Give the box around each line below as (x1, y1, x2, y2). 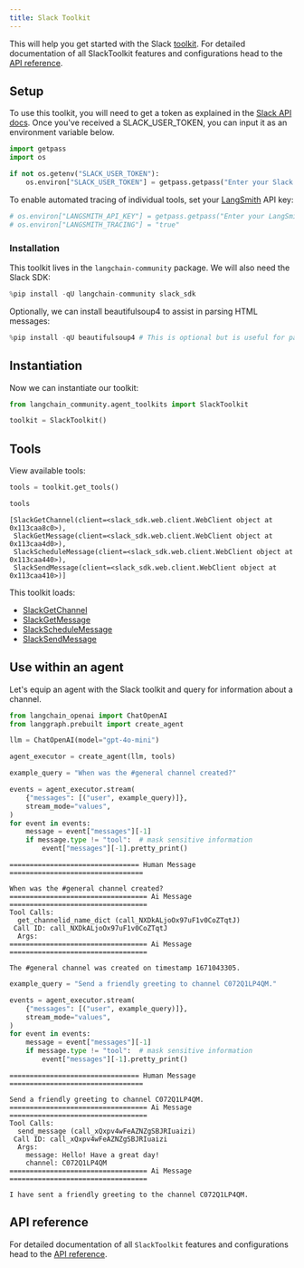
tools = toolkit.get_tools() (9, 483, 119, 493)
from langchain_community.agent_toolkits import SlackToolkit (9, 400, 249, 409)
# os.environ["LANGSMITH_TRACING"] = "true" (9, 219, 180, 229)
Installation (9, 241, 61, 254)
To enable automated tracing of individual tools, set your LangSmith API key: (9, 194, 294, 205)
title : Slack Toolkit (9, 13, 91, 23)
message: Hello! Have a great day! (25, 1150, 160, 1159)
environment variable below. (9, 127, 115, 138)
